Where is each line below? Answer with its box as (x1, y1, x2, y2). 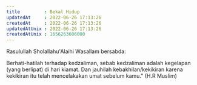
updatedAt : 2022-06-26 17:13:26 (6, 14, 102, 20)
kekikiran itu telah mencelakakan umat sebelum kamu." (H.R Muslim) (6, 72, 178, 80)
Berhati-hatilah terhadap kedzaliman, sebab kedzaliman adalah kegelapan (6, 60, 191, 67)
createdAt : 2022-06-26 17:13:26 (6, 20, 102, 26)
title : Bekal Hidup (6, 8, 80, 15)
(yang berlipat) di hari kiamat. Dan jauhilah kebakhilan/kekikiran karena (6, 66, 183, 73)
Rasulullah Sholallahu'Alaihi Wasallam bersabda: (6, 48, 126, 55)
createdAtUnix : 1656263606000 (6, 31, 85, 37)
